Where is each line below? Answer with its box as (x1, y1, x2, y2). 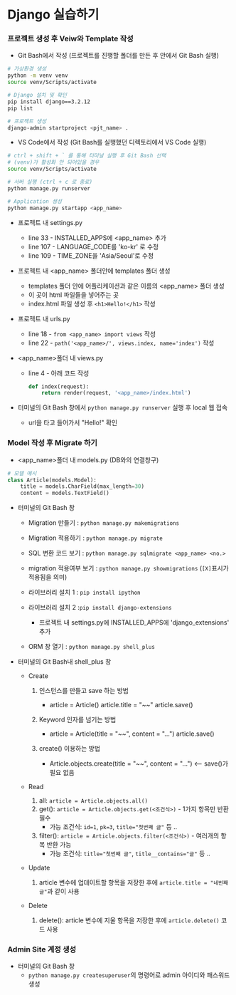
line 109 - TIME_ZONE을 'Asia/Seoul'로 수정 (28, 251, 154, 260)
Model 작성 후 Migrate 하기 (7, 438, 98, 448)
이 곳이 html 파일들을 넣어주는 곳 (28, 290, 119, 299)
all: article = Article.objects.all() (38, 796, 148, 805)
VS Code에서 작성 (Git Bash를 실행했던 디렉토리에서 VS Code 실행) (17, 138, 207, 147)
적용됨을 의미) (28, 573, 68, 581)
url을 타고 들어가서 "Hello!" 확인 (28, 418, 118, 427)
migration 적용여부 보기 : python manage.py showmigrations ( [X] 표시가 (28, 564, 229, 573)
